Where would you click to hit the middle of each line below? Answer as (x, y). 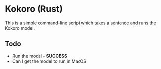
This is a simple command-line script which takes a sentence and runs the (81, 23)
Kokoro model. (20, 28)
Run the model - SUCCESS (40, 56)
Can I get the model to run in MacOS (49, 61)
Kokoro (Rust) (34, 9)
